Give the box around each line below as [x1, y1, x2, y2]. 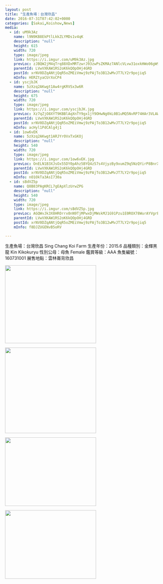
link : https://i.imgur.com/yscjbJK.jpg [14, 107, 95, 112]
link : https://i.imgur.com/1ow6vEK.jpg [14, 156, 95, 161]
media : [5, 25, 18, 30]
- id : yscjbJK [9, 79, 38, 84]
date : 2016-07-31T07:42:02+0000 [5, 16, 70, 21]
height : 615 [14, 43, 38, 48]
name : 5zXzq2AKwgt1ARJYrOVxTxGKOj [14, 134, 83, 139]
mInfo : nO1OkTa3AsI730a [14, 175, 62, 180]
